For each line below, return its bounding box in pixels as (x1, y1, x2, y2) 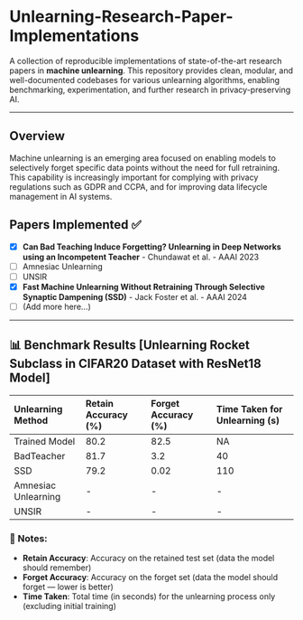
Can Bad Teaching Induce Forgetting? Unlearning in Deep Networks (22, 241, 281, 252)
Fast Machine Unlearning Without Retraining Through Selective (22, 281, 266, 292)
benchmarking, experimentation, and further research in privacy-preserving (9, 84, 291, 95)
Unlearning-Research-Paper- (9, 6, 234, 27)
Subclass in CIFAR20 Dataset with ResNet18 (9, 356, 262, 371)
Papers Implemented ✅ (9, 217, 142, 232)
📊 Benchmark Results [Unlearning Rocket (9, 337, 250, 353)
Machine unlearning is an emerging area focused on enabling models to (9, 152, 277, 164)
